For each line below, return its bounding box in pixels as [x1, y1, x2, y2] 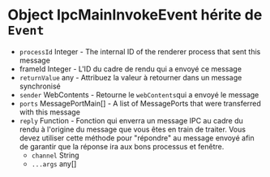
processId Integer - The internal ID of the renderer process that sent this [19, 46, 261, 56]
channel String [31, 150, 79, 160]
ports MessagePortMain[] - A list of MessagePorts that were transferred [19, 98, 261, 108]
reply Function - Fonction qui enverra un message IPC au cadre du [19, 115, 244, 125]
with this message [19, 107, 80, 117]
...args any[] [31, 158, 77, 168]
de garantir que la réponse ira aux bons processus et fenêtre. [19, 141, 225, 151]
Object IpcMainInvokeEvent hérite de [7, 6, 263, 24]
